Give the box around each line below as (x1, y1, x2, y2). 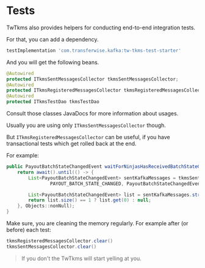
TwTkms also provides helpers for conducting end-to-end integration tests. (6, 24, 196, 31)
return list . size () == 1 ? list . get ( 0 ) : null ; (28, 197, 151, 203)
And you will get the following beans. (6, 59, 99, 66)
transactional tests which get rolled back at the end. (6, 140, 137, 147)
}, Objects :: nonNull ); (17, 203, 75, 209)
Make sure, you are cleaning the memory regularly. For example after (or (6, 220, 189, 227)
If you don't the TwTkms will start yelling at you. (21, 255, 142, 262)
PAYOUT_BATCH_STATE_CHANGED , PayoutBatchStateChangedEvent (49, 181, 203, 187)
